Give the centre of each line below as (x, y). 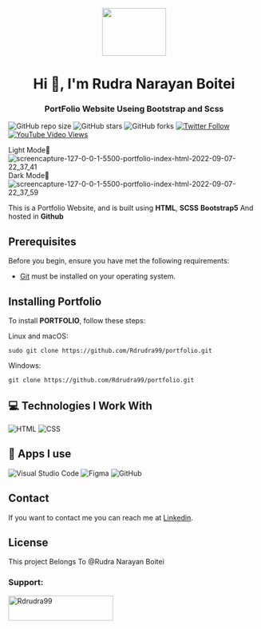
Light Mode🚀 (29, 150)
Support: (26, 583)
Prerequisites (42, 241)
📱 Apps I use (40, 454)
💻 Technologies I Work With (81, 406)
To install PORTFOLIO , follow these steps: (77, 321)
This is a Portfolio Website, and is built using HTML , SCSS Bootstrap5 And (131, 208)
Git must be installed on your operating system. (97, 276)
